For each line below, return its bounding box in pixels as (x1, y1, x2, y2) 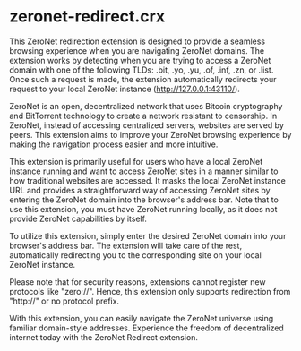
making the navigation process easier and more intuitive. (9, 139, 219, 150)
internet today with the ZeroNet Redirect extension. (9, 331, 199, 342)
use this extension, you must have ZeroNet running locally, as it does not (9, 203, 278, 214)
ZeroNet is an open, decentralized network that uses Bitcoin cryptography (9, 100, 283, 111)
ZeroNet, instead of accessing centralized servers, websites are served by (9, 119, 284, 131)
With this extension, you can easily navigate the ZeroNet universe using (9, 312, 274, 323)
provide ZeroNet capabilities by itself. (9, 213, 148, 224)
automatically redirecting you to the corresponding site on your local (9, 249, 262, 261)
